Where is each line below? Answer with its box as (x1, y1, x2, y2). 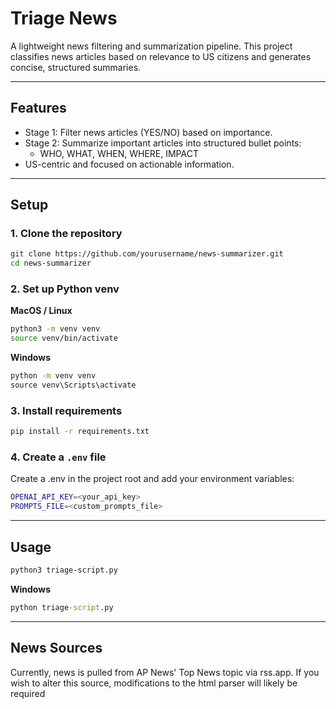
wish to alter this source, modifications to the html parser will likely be (10, 677, 298, 689)
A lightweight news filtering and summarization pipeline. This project (10, 40, 293, 52)
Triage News (10, 7, 118, 30)
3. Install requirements (10, 403, 123, 417)
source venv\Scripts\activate (10, 380, 137, 391)
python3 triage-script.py (10, 565, 118, 576)
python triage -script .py (10, 602, 114, 612)
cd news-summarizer (10, 258, 92, 269)
